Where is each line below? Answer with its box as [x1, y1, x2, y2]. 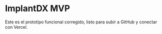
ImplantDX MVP [5, 3, 70, 14]
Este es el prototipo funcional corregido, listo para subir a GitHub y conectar [5, 19, 158, 25]
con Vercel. [5, 24, 28, 30]
